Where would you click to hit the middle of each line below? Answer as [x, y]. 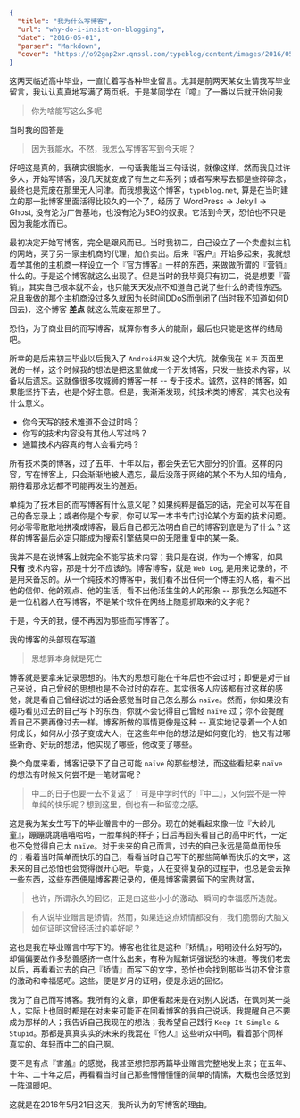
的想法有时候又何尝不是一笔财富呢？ [76, 774]
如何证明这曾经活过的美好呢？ [86, 929]
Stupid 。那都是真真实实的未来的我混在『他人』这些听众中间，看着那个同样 [146, 1033]
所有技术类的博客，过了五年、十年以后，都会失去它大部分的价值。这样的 [142, 463]
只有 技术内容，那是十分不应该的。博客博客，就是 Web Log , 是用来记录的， [145, 568]
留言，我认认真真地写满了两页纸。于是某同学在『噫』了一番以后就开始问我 [146, 92]
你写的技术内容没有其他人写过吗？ [85, 434]
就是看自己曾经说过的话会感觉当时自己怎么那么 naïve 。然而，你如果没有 [157, 700]
